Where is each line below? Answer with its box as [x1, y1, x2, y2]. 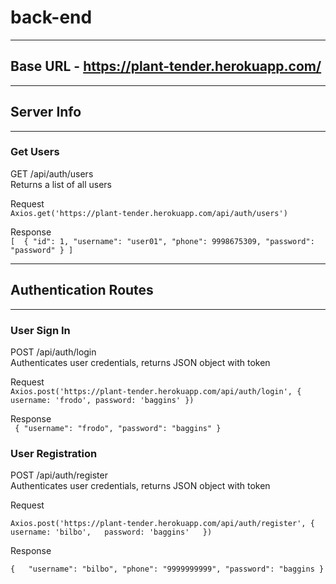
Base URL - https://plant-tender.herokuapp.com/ [10, 58, 322, 75]
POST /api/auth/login [10, 346, 97, 358]
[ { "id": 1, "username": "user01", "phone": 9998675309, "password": [10, 236, 315, 246]
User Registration [10, 446, 98, 460]
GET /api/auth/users [10, 167, 94, 180]
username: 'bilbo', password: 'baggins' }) [10, 527, 213, 538]
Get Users [10, 145, 60, 159]
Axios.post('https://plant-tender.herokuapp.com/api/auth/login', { [10, 386, 302, 396]
